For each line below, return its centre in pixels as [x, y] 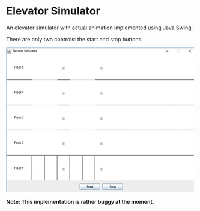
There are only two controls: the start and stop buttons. [74, 39]
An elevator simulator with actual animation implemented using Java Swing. [100, 28]
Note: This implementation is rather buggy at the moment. [80, 201]
